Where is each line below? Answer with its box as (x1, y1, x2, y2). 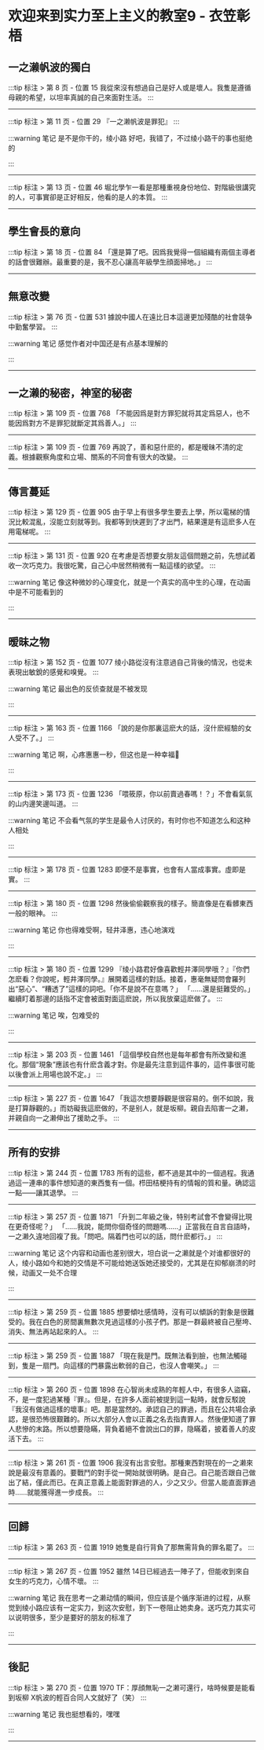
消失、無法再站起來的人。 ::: (8, 1326, 100, 1336)
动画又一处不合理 (21, 1268, 77, 1277)
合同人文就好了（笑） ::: (69, 1693, 147, 1702)
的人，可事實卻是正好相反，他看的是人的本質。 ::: (8, 193, 168, 201)
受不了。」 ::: (14, 733, 55, 743)
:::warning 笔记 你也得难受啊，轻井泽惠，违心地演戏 (8, 925, 175, 935)
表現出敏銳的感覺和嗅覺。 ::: (8, 667, 100, 677)
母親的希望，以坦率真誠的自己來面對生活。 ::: (8, 93, 155, 102)
